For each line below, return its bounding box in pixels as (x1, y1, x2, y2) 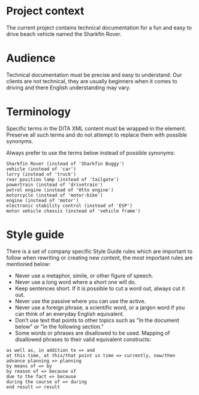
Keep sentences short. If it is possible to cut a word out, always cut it (14, 285, 185, 292)
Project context (6, 4, 85, 18)
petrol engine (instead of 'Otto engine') (6, 187, 114, 193)
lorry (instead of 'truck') (6, 171, 77, 177)
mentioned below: (6, 260, 51, 267)
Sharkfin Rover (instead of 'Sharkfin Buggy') (6, 161, 125, 167)
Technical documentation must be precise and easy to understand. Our (6, 71, 182, 79)
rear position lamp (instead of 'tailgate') (6, 176, 119, 182)
